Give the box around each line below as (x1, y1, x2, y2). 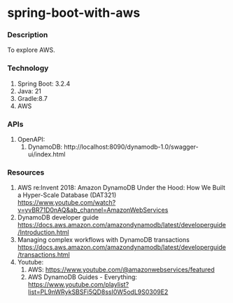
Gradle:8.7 (17, 94, 48, 102)
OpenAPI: (17, 135, 45, 144)
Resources (7, 168, 45, 177)
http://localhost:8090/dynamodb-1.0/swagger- (64, 142, 199, 151)
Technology (7, 63, 49, 73)
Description (7, 30, 48, 40)
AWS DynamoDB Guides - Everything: (27, 273, 138, 281)
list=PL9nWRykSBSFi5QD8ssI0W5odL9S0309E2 (27, 288, 169, 296)
